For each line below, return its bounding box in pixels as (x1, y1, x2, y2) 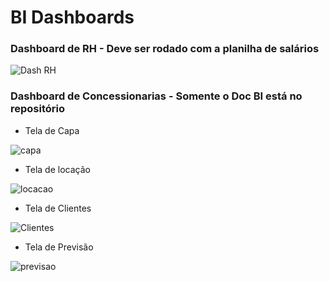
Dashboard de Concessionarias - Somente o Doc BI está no (10, 89, 303, 103)
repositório (10, 102, 66, 116)
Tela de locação (24, 163, 91, 175)
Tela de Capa (24, 124, 80, 136)
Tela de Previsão (24, 241, 94, 253)
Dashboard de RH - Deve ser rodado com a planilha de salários (10, 42, 320, 56)
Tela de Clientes (24, 202, 92, 214)
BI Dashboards (10, 6, 135, 29)
